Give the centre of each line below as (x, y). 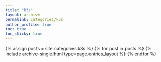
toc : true (16, 29)
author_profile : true (29, 24)
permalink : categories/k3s (34, 19)
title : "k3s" (19, 10)
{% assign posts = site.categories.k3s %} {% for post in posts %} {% (78, 48)
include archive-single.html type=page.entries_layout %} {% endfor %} (81, 54)
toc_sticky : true (24, 34)
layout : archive (23, 15)
